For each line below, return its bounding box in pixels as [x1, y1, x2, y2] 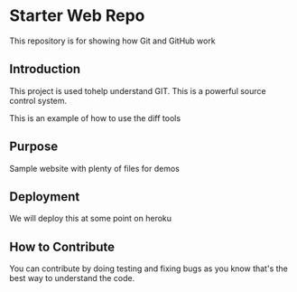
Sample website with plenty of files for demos [9, 163, 181, 174]
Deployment [9, 189, 80, 204]
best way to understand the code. [9, 273, 135, 284]
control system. [9, 95, 68, 106]
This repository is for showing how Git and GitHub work [9, 35, 216, 46]
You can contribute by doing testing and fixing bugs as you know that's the [9, 263, 289, 274]
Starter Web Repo [9, 5, 145, 26]
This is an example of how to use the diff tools [9, 112, 181, 123]
